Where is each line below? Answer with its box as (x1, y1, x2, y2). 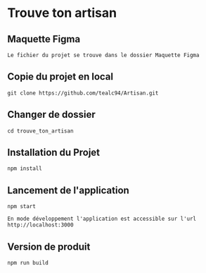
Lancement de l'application (7, 184, 130, 196)
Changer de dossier (7, 109, 96, 121)
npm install (7, 165, 42, 172)
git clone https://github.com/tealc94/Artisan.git (7, 90, 159, 97)
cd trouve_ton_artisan (7, 127, 74, 135)
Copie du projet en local (7, 71, 114, 83)
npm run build (7, 260, 49, 267)
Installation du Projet (7, 147, 101, 159)
